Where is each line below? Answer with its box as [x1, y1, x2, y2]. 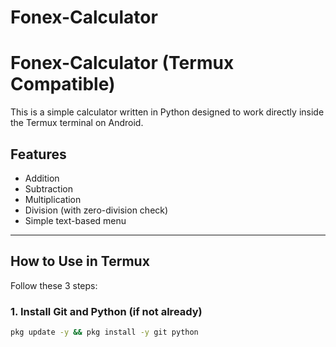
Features [10, 146, 67, 163]
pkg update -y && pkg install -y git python [10, 327, 199, 338]
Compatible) [10, 73, 116, 96]
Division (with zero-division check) [24, 204, 169, 216]
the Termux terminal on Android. [10, 117, 144, 129]
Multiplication [24, 193, 82, 205]
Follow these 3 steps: [10, 279, 98, 291]
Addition [24, 172, 60, 184]
